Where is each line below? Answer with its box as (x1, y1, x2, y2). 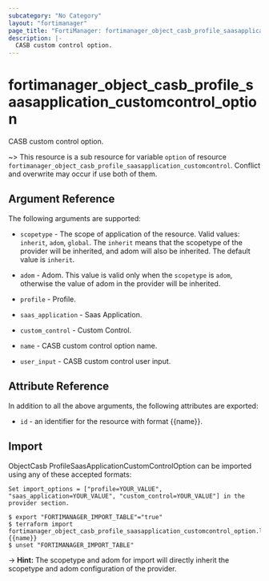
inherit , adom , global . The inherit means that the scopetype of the (19, 237, 243, 247)
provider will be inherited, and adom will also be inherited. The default (19, 246, 251, 256)
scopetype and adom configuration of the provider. (8, 563, 178, 573)
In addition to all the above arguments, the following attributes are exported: (8, 401, 259, 410)
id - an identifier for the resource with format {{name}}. (19, 416, 203, 426)
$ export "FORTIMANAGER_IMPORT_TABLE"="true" (8, 513, 163, 521)
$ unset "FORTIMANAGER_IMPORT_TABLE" (8, 541, 134, 549)
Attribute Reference (8, 380, 110, 393)
